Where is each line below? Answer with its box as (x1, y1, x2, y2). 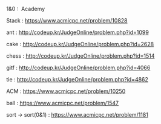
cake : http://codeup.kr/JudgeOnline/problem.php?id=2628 (6, 41, 154, 47)
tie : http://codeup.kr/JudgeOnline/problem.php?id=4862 (6, 76, 148, 83)
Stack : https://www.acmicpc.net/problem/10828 (6, 17, 128, 24)
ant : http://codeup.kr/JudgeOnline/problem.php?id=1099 (6, 29, 149, 36)
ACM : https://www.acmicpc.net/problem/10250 (6, 88, 126, 95)
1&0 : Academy (6, 5, 45, 12)
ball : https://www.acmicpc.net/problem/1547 (6, 100, 119, 106)
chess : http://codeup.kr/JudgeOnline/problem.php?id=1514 (6, 52, 155, 60)
